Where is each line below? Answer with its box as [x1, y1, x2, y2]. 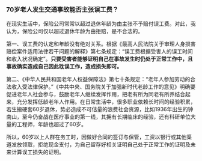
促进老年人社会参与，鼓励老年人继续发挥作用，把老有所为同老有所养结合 [6, 91, 185, 98]
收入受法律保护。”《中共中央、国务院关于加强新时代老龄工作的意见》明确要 [11, 83, 196, 91]
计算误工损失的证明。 [11, 148, 64, 156]
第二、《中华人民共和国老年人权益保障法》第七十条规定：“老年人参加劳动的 [6, 76, 191, 83]
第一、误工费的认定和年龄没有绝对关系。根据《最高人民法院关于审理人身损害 [6, 40, 196, 47]
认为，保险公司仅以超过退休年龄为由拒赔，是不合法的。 [6, 28, 143, 35]
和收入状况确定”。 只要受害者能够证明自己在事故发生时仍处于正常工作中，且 [6, 55, 194, 62]
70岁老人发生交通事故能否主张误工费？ [6, 5, 119, 13]
